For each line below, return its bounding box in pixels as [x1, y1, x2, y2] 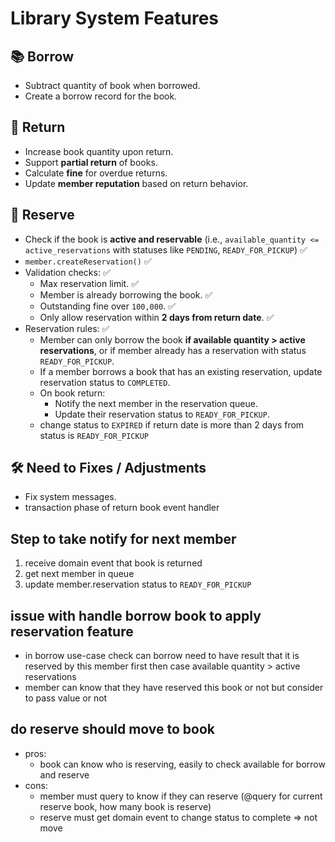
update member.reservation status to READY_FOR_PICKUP [24, 578, 252, 591]
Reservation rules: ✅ [24, 322, 110, 334]
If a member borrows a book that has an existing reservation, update [39, 365, 323, 377]
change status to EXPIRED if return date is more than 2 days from [39, 418, 305, 431]
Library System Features [10, 7, 219, 30]
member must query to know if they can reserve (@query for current [39, 790, 323, 802]
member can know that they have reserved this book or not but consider [24, 682, 324, 694]
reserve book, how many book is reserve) [39, 800, 212, 812]
